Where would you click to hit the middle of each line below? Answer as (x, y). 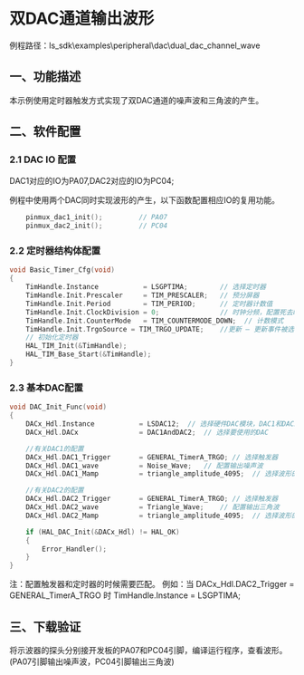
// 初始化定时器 (52, 337)
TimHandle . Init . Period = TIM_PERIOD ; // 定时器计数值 (149, 304)
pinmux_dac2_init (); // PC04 (97, 226)
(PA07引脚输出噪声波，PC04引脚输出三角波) (92, 661)
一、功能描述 (45, 77)
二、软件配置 (45, 132)
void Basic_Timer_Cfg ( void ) (62, 270)
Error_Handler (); (74, 549)
